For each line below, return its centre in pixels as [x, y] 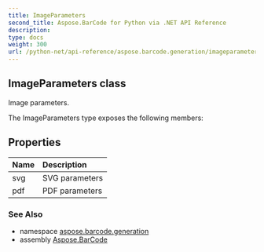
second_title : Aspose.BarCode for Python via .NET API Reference [117, 23]
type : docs [26, 37]
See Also [26, 214]
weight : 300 [27, 45]
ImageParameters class [67, 84]
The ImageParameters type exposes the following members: [106, 118]
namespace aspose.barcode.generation [84, 231]
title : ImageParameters [47, 15]
